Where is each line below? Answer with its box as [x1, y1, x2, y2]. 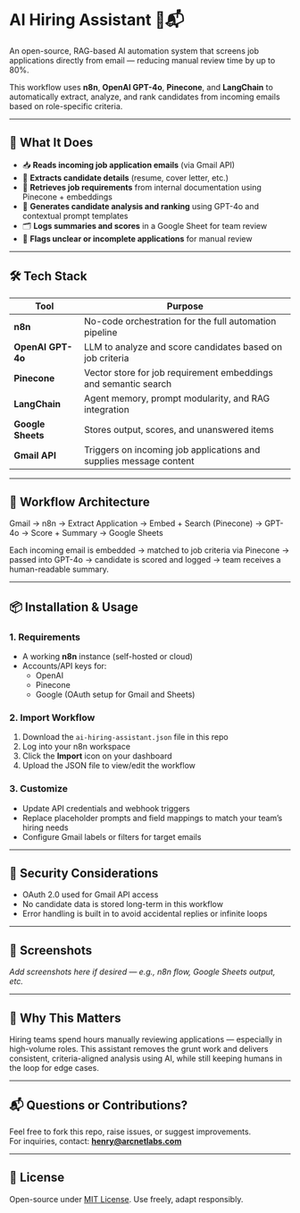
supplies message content [83, 454, 195, 467]
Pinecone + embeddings [21, 191, 113, 202]
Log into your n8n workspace [21, 742, 131, 752]
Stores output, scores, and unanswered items [83, 423, 274, 436]
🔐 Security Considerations [9, 866, 159, 881]
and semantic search [83, 377, 172, 390]
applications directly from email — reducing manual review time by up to [9, 55, 276, 65]
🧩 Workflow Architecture [9, 494, 150, 509]
